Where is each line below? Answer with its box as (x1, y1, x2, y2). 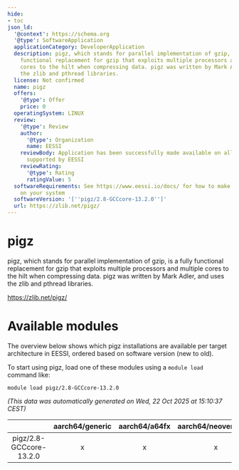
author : (20, 130, 43, 137)
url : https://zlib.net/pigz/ (14, 202, 100, 210)
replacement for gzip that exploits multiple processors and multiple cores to (7, 264, 229, 273)
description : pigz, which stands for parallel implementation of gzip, (14, 51, 231, 58)
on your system (20, 189, 65, 197)
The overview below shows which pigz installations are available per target (7, 341, 228, 350)
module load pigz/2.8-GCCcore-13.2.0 (7, 384, 119, 392)
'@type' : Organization (26, 136, 94, 143)
